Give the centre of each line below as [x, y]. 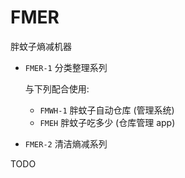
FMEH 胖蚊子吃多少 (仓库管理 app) [107, 122]
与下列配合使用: [57, 88]
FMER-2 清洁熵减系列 [66, 143]
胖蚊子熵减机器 [41, 46]
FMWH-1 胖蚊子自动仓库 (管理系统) [107, 110]
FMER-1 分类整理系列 [66, 67]
